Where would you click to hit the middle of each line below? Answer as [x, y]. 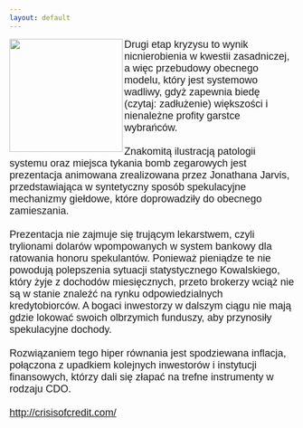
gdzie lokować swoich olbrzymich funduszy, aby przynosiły [141, 318]
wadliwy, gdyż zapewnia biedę [192, 91]
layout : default [40, 18]
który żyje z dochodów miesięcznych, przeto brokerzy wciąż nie [152, 281]
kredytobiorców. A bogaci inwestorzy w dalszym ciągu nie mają [151, 306]
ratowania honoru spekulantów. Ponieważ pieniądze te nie [140, 258]
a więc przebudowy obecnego [192, 68]
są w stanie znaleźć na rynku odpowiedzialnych [116, 293]
